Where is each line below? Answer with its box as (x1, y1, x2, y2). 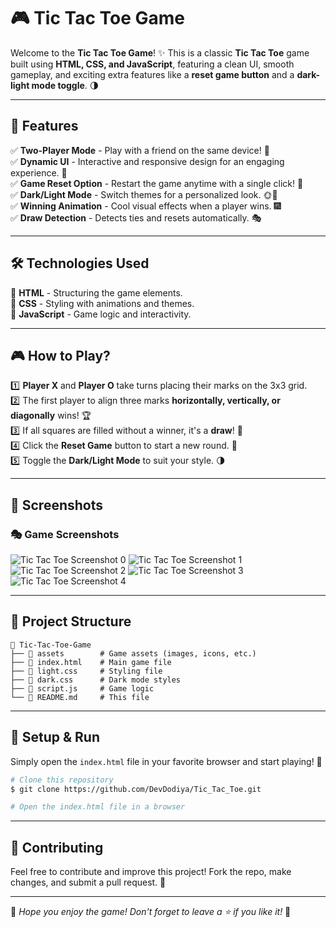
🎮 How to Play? (10, 347, 111, 364)
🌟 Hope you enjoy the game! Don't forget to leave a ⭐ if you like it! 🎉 (10, 906, 292, 918)
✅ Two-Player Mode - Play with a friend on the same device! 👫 (10, 144, 270, 156)
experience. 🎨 (10, 166, 68, 179)
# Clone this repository (10, 775, 114, 785)
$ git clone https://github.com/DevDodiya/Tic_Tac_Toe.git (10, 784, 262, 794)
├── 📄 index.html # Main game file (10, 657, 172, 667)
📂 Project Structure (10, 613, 132, 630)
